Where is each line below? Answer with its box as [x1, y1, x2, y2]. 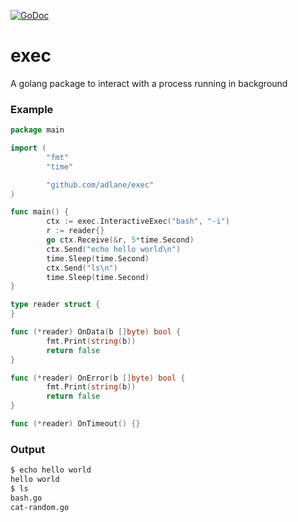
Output [10, 442, 46, 456]
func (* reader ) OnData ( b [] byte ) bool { [10, 327, 182, 337]
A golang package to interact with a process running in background [10, 77, 288, 89]
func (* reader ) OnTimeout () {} [10, 419, 141, 429]
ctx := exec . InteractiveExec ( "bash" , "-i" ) [46, 216, 230, 227]
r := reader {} [46, 226, 105, 236]
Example [10, 102, 54, 116]
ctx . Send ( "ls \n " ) [46, 263, 118, 273]
